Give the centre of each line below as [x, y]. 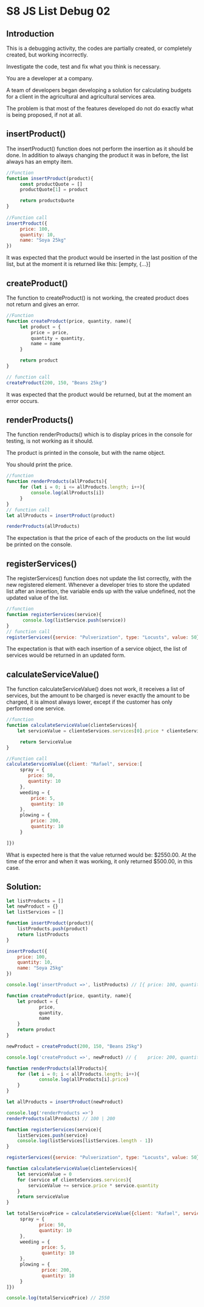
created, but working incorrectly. [47, 55]
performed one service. [36, 709]
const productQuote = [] [51, 184]
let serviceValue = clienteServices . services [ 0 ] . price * [91, 731]
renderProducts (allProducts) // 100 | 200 [61, 1118]
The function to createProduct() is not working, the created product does [98, 298]
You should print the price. [39, 464]
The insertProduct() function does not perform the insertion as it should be [100, 149]
